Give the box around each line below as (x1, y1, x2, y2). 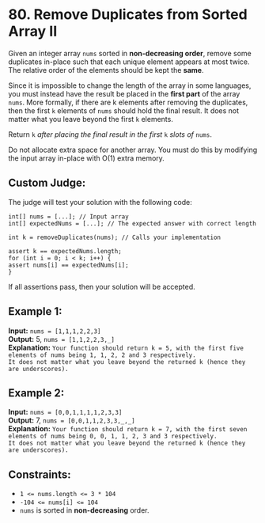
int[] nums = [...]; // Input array (8, 212, 129, 221)
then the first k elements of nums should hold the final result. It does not (8, 105, 240, 116)
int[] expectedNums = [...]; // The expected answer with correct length (8, 219, 257, 227)
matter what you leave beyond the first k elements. (8, 114, 174, 123)
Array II (8, 22, 58, 40)
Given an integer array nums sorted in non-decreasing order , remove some (8, 48, 252, 58)
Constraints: (8, 468, 71, 481)
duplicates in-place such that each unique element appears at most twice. (8, 57, 251, 66)
